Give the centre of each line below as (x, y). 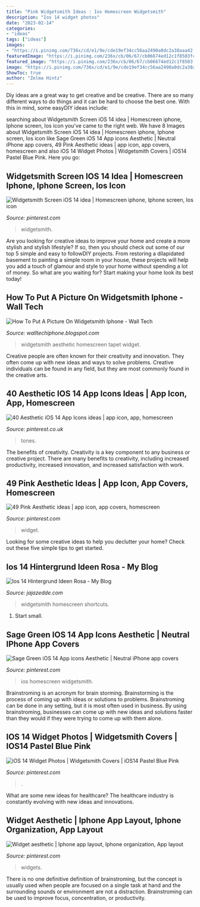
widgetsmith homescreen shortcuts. (65, 604)
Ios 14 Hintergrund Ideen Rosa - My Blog (82, 567)
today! (14, 278)
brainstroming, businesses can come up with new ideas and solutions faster (99, 712)
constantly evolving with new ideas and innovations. (70, 801)
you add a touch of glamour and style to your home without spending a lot (97, 266)
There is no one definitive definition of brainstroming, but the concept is (94, 879)
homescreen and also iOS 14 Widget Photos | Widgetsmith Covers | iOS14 (96, 151)
